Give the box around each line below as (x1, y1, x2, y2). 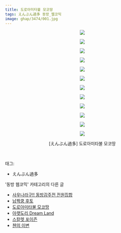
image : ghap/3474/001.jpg (5, 16, 58, 21)
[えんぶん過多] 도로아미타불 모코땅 (48, 141, 116, 147)
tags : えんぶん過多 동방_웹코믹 (5, 12, 62, 17)
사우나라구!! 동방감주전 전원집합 (12, 192, 73, 198)
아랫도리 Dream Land (12, 210, 54, 216)
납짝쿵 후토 (12, 198, 34, 204)
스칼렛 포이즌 (12, 216, 38, 222)
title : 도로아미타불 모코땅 (5, 7, 53, 12)
